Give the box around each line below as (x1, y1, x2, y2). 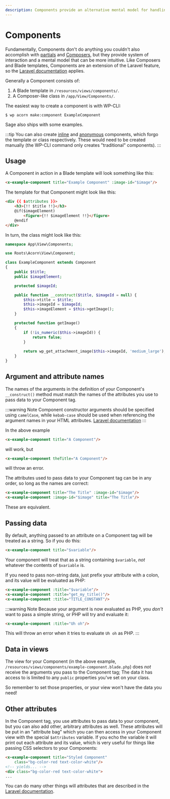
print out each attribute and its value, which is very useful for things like (5, 740, 155, 746)
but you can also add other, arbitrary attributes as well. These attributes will (5, 723, 163, 729)
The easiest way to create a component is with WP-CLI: (5, 103, 121, 109)
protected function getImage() (14, 321, 80, 326)
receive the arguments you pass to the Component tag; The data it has (5, 669, 153, 676)
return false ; (32, 335, 62, 340)
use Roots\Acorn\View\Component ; (5, 251, 76, 256)
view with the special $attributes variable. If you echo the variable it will (5, 734, 157, 740)
